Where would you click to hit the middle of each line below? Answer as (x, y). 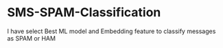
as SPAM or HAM (32, 38)
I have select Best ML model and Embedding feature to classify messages (111, 31)
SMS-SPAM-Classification (84, 13)
